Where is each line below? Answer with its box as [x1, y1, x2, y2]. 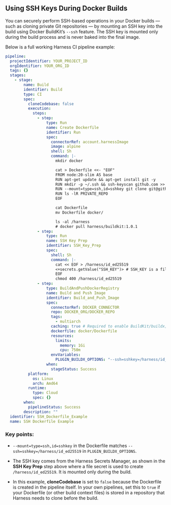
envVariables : [50, 352, 81, 357]
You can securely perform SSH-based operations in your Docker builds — [5, 17, 160, 24]
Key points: [5, 431, 34, 438]
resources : [50, 333, 74, 338]
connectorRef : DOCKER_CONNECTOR [50, 305, 120, 310]
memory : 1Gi [60, 342, 85, 348]
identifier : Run [46, 130, 81, 135]
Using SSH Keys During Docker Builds [5, 4, 128, 13]
